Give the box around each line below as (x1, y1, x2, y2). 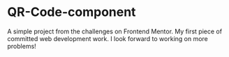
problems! (7, 42, 36, 50)
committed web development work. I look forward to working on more (7, 34, 208, 42)
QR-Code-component (7, 4, 136, 20)
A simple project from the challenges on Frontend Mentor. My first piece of (7, 27, 222, 35)
